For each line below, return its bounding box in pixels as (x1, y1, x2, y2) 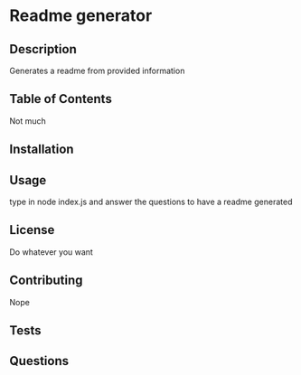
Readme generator (9, 5, 153, 26)
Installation (9, 142, 74, 157)
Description (9, 42, 77, 57)
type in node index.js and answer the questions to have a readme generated (9, 196, 293, 208)
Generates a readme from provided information (9, 65, 185, 76)
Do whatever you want (9, 246, 93, 258)
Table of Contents (9, 91, 113, 107)
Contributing (9, 273, 83, 288)
